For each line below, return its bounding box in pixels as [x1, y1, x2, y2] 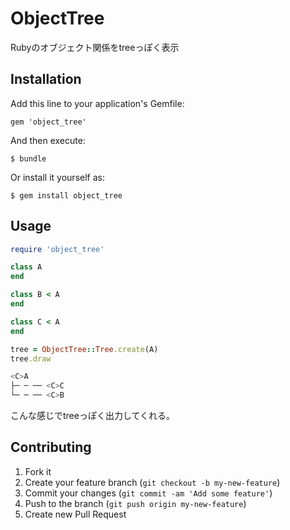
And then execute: [10, 134, 86, 146]
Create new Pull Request [24, 508, 127, 520]
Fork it [24, 465, 52, 477]
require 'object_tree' [10, 244, 105, 254]
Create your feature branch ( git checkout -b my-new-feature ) [24, 476, 281, 488]
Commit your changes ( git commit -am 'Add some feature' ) [24, 487, 273, 499]
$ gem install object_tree [10, 190, 123, 201]
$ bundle [10, 153, 47, 164]
